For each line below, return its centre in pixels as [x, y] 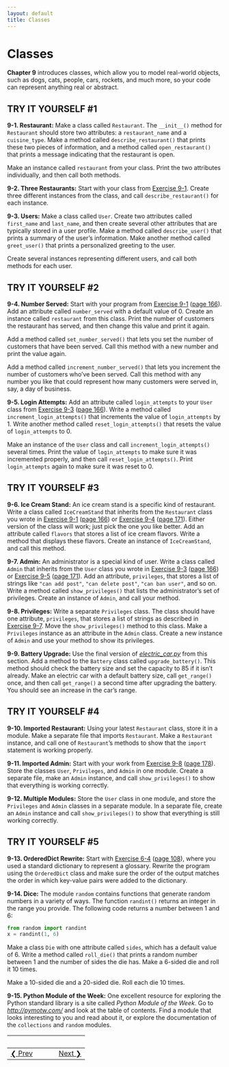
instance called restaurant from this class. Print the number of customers [111, 319]
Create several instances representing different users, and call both [102, 259]
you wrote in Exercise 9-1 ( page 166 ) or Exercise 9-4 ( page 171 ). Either [106, 519]
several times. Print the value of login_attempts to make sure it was [102, 452]
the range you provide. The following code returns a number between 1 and [113, 908]
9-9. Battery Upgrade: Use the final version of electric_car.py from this [107, 654]
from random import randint [47, 928]
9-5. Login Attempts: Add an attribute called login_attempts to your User [110, 403]
